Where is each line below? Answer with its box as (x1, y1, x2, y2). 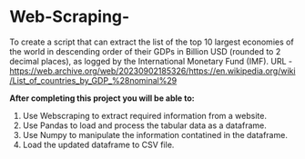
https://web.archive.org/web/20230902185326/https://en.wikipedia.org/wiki (9, 65, 296, 76)
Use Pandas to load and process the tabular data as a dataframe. (22, 120, 267, 131)
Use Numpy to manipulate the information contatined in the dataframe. (22, 129, 289, 140)
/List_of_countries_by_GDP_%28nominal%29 (9, 75, 178, 85)
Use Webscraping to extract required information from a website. (22, 110, 267, 121)
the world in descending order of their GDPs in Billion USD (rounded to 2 (9, 45, 281, 56)
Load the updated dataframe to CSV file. (22, 139, 175, 150)
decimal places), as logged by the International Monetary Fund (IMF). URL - (9, 55, 293, 66)
